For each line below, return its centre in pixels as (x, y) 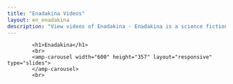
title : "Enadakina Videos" (46, 13)
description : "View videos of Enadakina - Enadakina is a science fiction (118, 26)
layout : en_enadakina (38, 20)
